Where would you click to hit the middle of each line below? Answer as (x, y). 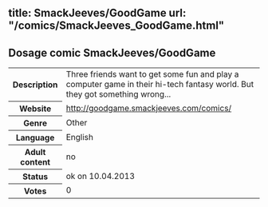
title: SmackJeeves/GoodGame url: (97, 13)
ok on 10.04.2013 (100, 176)
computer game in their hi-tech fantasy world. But (160, 85)
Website (35, 109)
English (80, 137)
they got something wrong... (118, 94)
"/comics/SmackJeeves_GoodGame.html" (116, 26)
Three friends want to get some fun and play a (152, 74)
